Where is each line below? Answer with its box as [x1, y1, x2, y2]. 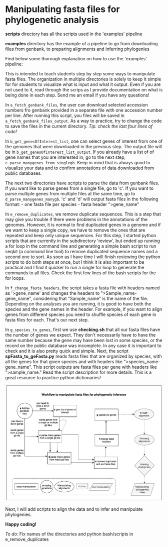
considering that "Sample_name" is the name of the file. [33, 295, 148, 301]
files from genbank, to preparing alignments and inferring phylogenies [5, 46, 150, 52]
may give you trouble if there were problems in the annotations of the [5, 216, 148, 222]
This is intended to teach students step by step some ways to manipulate [5, 70, 155, 76]
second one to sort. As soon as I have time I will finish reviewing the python [5, 254, 161, 260]
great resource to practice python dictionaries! [5, 374, 101, 380]
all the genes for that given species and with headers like [5, 358, 122, 365]
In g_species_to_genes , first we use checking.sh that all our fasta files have [5, 326, 160, 333]
